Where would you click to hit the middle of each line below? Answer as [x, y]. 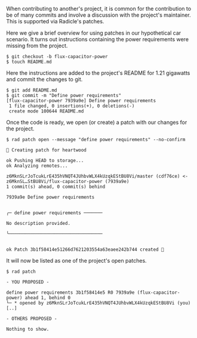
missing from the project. [37, 45]
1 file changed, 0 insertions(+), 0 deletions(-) [72, 106]
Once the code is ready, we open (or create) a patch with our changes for [97, 122]
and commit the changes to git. [44, 79]
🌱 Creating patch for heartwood [46, 150]
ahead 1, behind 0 [47, 298]
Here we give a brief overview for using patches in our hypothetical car [94, 33]
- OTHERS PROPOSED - [32, 319]
